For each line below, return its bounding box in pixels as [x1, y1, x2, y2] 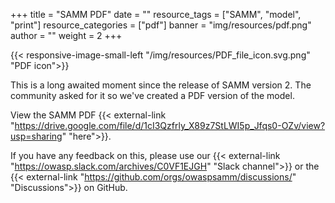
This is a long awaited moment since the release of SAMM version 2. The [10, 79, 312, 91]
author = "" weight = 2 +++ [10, 30, 123, 41]
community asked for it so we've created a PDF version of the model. [10, 90, 295, 101]
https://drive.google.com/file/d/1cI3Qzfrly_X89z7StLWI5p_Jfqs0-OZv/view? [14, 120, 326, 131]
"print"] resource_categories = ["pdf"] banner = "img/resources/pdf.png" [10, 19, 312, 31]
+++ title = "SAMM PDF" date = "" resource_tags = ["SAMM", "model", [10, 9, 302, 20]
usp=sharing [10, 130, 63, 142]
